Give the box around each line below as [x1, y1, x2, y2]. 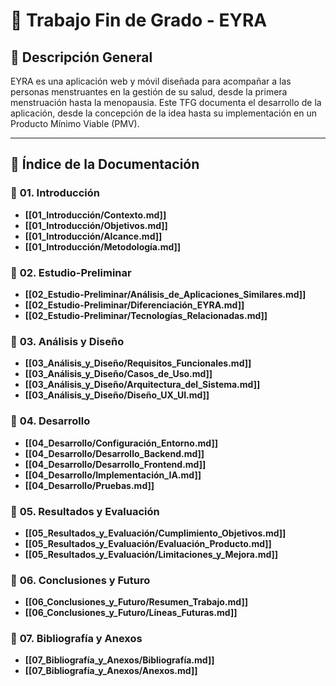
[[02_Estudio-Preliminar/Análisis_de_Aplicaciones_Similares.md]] [24, 288, 307, 300]
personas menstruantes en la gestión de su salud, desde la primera [10, 86, 288, 98]
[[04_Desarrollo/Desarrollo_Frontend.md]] [24, 458, 207, 470]
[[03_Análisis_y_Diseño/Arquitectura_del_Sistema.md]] [24, 379, 261, 391]
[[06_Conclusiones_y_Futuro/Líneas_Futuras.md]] [24, 607, 238, 619]
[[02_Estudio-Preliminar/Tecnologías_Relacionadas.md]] [24, 309, 268, 321]
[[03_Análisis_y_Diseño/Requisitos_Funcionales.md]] [24, 357, 252, 369]
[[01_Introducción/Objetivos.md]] [24, 219, 168, 231]
